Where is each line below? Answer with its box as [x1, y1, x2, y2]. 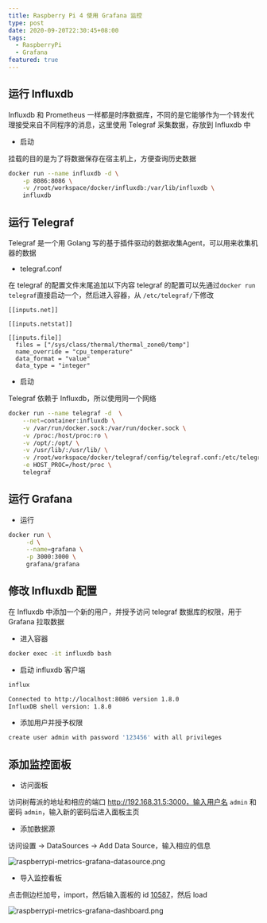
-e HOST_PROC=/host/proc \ [22, 461, 112, 469]
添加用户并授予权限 [19, 718, 83, 728]
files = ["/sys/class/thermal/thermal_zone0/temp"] [15, 341, 191, 349]
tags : [8, 33, 26, 42]
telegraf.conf [19, 264, 62, 273]
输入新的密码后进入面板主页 [48, 807, 140, 817]
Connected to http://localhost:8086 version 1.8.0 [8, 695, 180, 703]
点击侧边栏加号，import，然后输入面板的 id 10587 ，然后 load [8, 890, 208, 900]
